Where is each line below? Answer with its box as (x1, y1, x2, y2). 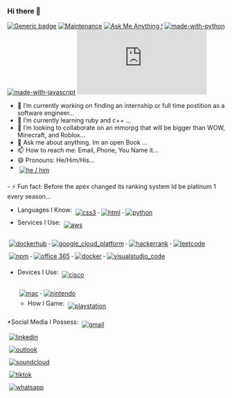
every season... (7, 192, 51, 201)
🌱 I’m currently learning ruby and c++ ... (17, 116, 132, 125)
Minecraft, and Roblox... (17, 131, 86, 139)
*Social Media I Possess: (7, 318, 79, 326)
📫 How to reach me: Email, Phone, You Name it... (17, 146, 159, 154)
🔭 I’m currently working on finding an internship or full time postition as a (17, 102, 225, 110)
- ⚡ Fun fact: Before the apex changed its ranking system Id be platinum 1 (7, 183, 217, 191)
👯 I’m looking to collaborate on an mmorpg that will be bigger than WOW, (17, 124, 225, 132)
